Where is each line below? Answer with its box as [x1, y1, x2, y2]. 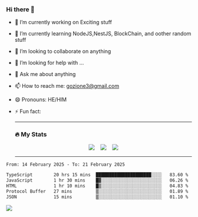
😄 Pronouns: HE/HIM [14, 96, 67, 103]
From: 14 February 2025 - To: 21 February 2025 [6, 162, 126, 167]
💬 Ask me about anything [14, 71, 76, 78]
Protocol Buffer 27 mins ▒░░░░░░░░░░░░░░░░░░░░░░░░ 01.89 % [6, 189, 189, 195]
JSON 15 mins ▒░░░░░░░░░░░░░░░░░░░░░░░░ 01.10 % [6, 194, 189, 200]
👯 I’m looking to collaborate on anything [14, 48, 111, 55]
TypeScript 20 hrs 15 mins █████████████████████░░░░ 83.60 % [6, 172, 189, 178]
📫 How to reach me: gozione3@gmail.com [14, 83, 120, 90]
